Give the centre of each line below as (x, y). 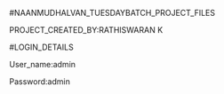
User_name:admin (43, 64)
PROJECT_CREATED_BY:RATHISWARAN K (86, 30)
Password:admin (40, 82)
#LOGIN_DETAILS (41, 47)
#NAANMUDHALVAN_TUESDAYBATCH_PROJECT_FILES (112, 13)
